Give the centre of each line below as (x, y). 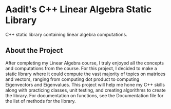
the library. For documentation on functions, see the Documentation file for (84, 95)
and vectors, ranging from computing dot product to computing (72, 79)
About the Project (34, 50)
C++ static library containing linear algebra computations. (66, 34)
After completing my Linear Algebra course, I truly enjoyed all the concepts (85, 63)
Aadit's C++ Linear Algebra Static (79, 9)
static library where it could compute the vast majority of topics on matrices (85, 74)
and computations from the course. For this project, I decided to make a (81, 68)
